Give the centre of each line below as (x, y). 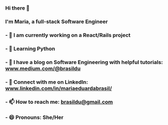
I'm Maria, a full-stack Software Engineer (57, 21)
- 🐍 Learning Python (30, 48)
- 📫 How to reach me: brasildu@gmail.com (59, 102)
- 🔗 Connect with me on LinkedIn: (47, 82)
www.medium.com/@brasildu (43, 69)
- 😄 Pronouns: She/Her (35, 117)
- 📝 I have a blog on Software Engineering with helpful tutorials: (84, 62)
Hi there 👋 (18, 8)
